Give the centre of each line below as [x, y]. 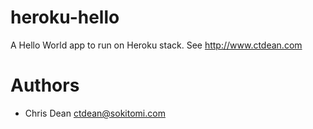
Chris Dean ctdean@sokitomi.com [95, 113]
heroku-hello [65, 17]
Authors [45, 85]
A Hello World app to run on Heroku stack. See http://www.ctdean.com [156, 45]
